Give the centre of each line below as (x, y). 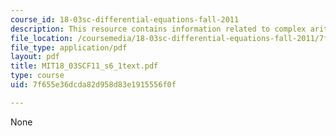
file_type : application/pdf (69, 47)
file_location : (42, 38)
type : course (37, 76)
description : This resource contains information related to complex (158, 29)
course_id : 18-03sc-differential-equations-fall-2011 (125, 19)
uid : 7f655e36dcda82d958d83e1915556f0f (93, 85)
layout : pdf (35, 57)
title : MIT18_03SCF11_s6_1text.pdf (84, 66)
